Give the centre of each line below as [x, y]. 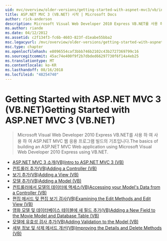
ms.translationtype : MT [30, 61]
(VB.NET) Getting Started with [68, 110]
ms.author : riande [24, 28]
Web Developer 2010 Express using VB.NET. [63, 152]
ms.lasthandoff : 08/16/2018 [34, 70]
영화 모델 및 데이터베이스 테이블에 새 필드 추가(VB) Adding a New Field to [84, 210]
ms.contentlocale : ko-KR [31, 65]
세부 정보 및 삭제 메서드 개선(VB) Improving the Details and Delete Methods [87, 228]
